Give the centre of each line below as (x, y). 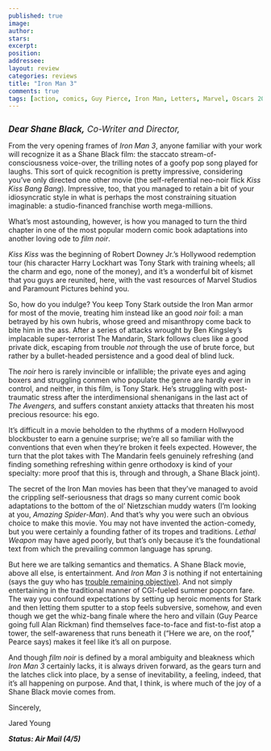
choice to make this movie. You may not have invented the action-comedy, (132, 523)
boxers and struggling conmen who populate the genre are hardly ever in (130, 380)
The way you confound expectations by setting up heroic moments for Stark (135, 599)
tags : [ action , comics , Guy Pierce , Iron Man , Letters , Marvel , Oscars (131, 99)
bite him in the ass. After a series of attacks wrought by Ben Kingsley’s (125, 330)
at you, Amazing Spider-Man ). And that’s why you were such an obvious (129, 515)
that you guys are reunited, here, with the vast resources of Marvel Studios (133, 281)
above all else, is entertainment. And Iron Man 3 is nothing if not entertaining (135, 573)
